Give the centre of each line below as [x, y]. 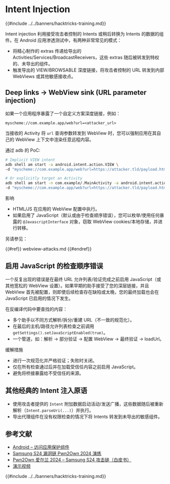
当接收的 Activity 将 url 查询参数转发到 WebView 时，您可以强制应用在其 [81, 133]
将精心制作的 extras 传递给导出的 [47, 51]
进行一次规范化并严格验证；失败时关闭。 [55, 360]
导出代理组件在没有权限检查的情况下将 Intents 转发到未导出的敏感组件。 [88, 417]
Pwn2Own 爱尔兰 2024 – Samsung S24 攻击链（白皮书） [72, 460]
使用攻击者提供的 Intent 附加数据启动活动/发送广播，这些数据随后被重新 [88, 404]
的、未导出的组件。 [33, 63]
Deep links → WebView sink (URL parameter [76, 93]
